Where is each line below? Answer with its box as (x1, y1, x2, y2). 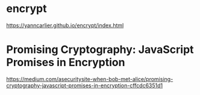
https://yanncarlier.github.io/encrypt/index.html (6, 22, 124, 29)
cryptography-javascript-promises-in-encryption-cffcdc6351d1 (6, 82, 163, 89)
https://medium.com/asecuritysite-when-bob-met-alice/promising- (6, 75, 173, 82)
